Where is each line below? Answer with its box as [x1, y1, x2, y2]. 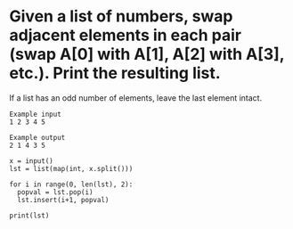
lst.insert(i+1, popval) [17, 195, 110, 204]
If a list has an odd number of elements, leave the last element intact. [9, 92, 263, 103]
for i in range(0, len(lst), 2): [9, 180, 134, 189]
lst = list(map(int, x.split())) [9, 164, 134, 173]
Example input [9, 110, 62, 119]
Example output [9, 133, 66, 142]
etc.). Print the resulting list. [9, 63, 221, 84]
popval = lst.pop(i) [17, 187, 94, 197]
